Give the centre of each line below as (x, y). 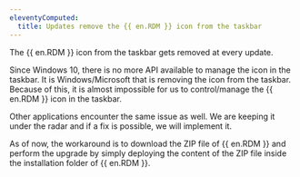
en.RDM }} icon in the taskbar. (66, 98)
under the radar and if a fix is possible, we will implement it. (121, 126)
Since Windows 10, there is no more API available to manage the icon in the (150, 70)
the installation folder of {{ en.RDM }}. (80, 162)
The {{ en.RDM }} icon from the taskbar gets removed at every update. (142, 52)
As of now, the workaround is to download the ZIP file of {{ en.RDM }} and (148, 143)
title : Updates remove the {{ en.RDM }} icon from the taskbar (140, 26)
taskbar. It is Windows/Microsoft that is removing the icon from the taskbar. (150, 79)
